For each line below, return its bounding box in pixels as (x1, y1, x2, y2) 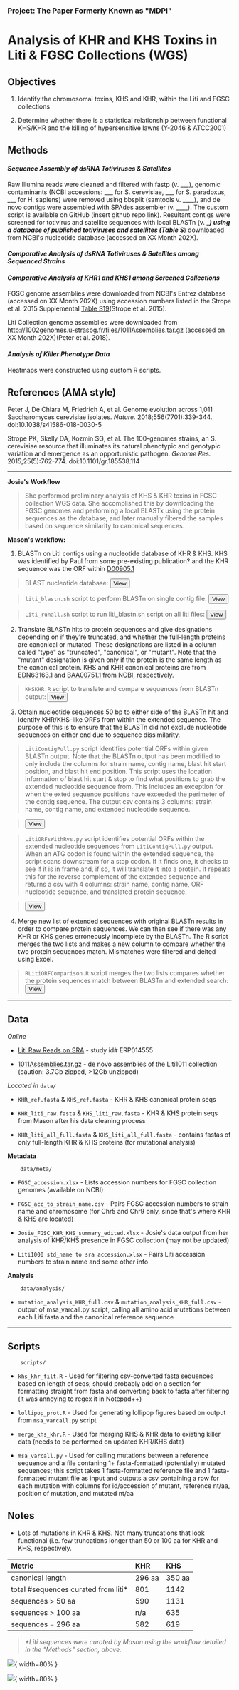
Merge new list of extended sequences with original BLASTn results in (17, 917, 223, 926)
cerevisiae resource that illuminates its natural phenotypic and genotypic (7, 442, 221, 451)
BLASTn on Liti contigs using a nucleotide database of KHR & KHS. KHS (17, 549, 228, 558)
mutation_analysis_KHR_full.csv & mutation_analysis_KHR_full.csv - (17, 1298, 222, 1307)
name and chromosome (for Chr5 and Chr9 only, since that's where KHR (17, 1207, 231, 1216)
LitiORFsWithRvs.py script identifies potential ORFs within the (24, 835, 205, 843)
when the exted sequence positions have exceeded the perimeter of (24, 790, 225, 798)
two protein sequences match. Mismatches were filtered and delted (17, 947, 216, 956)
